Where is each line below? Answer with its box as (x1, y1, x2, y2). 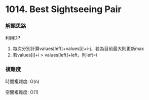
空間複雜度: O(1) (5, 89, 39, 95)
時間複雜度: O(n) (5, 78, 40, 84)
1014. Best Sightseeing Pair (5, 4, 122, 15)
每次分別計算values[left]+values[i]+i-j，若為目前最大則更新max (12, 45, 144, 52)
